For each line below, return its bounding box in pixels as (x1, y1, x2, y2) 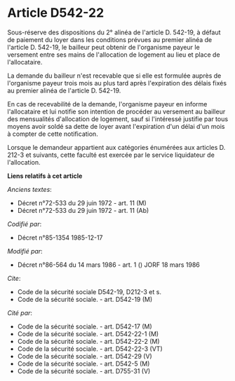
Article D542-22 (7, 5, 105, 21)
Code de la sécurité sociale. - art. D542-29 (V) (17, 352, 152, 360)
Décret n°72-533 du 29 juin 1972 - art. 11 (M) (17, 198, 147, 207)
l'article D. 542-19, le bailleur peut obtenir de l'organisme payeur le (7, 43, 200, 51)
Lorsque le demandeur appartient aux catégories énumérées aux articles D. (7, 143, 226, 151)
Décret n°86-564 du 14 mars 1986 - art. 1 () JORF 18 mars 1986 (17, 261, 200, 269)
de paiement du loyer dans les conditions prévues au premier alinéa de (7, 35, 213, 43)
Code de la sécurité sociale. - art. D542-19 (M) (17, 295, 153, 303)
